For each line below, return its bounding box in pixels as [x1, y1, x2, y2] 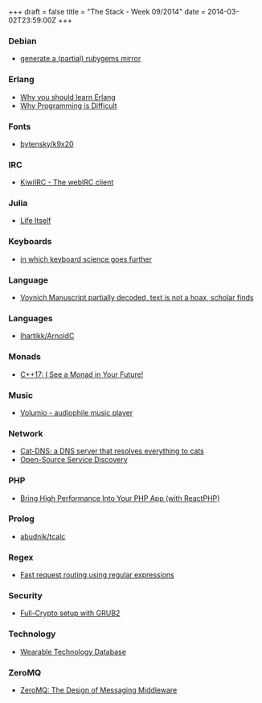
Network [8, 428, 43, 439]
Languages [8, 313, 54, 324]
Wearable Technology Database [19, 647, 127, 656]
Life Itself [19, 216, 51, 225]
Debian [8, 35, 37, 47]
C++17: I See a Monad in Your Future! [19, 370, 144, 379]
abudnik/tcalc [19, 531, 66, 541]
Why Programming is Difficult [19, 101, 118, 110]
